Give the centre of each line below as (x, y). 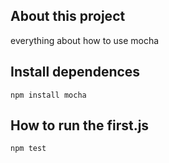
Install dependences (75, 72)
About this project (68, 16)
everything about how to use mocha (85, 40)
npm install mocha (48, 95)
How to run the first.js (80, 125)
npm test (28, 149)
